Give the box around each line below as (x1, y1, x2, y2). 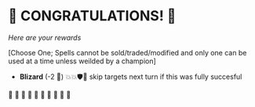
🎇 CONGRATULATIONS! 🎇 (8, 7, 177, 25)
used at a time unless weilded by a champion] (8, 56, 157, 66)
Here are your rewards (8, 33, 82, 42)
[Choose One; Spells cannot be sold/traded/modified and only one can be (8, 48, 247, 57)
